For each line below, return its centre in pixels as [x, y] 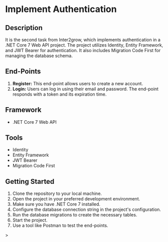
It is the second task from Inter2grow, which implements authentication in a [83, 40]
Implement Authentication [61, 9]
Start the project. [30, 220]
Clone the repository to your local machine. [57, 193]
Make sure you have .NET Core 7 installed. [56, 204]
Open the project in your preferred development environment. [76, 199]
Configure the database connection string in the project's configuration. [87, 209]
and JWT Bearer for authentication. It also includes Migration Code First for [83, 50]
